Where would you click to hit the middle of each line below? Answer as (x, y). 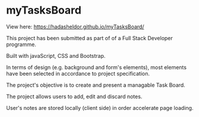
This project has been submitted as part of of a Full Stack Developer (90, 38)
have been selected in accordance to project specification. (78, 73)
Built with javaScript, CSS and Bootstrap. (56, 56)
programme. (21, 44)
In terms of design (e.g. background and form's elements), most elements (97, 67)
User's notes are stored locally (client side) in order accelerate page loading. (100, 108)
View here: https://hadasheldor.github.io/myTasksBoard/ (75, 27)
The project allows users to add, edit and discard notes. (74, 96)
